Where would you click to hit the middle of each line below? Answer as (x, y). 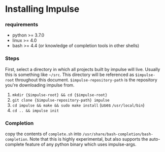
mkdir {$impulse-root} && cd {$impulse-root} (60, 95)
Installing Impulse (42, 9)
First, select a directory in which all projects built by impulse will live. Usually (83, 69)
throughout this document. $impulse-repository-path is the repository (86, 79)
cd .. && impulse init (35, 111)
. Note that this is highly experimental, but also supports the (87, 139)
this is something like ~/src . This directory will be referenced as (70, 75)
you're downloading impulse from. (40, 85)
